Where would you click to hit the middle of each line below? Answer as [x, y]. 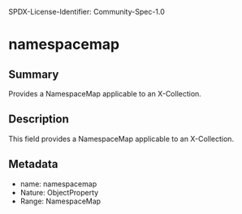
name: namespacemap [58, 184]
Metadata [33, 164]
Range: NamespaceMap [61, 201]
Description [39, 120]
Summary [34, 74]
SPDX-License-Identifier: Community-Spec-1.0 [86, 12]
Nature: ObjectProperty [59, 192]
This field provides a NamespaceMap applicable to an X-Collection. [121, 139]
